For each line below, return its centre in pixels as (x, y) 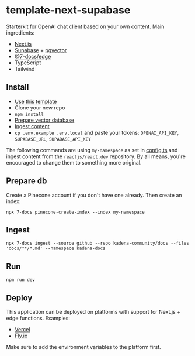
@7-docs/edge (33, 56)
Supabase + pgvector (41, 50)
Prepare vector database (44, 120)
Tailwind (25, 69)
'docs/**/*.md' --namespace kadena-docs (56, 249)
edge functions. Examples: (38, 318)
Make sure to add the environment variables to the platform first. (84, 347)
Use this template (36, 101)
